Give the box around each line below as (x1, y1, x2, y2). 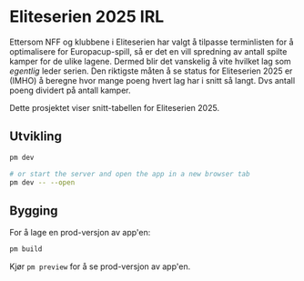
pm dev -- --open (9, 177, 76, 187)
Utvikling (9, 129, 62, 145)
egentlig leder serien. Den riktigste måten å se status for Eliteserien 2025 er (9, 65, 293, 76)
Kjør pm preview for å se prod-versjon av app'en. (9, 261, 191, 272)
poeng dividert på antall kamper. (9, 85, 131, 95)
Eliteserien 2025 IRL (9, 6, 165, 27)
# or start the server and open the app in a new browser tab (9, 169, 250, 178)
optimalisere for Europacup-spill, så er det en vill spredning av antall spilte (9, 45, 288, 56)
